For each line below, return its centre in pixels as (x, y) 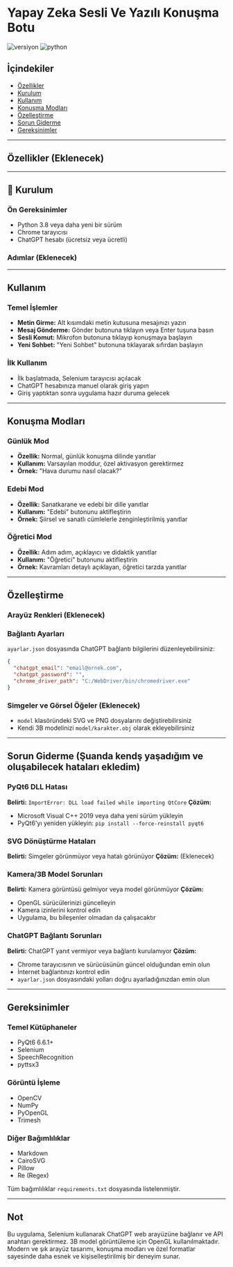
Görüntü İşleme (34, 1083)
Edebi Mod (26, 489)
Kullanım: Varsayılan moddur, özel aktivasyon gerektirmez (101, 463)
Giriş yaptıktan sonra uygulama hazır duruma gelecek (93, 393)
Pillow (26, 1168)
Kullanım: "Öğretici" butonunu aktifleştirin (77, 559)
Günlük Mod (28, 441)
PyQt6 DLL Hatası (37, 787)
